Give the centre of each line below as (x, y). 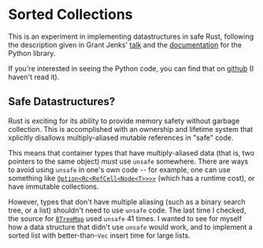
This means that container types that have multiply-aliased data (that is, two (131, 152)
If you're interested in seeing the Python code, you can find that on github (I (131, 68)
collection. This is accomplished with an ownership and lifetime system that (131, 129)
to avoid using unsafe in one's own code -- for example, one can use (119, 169)
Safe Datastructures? (62, 101)
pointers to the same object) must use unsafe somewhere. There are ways (128, 161)
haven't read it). (34, 77)
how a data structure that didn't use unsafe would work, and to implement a (131, 227)
